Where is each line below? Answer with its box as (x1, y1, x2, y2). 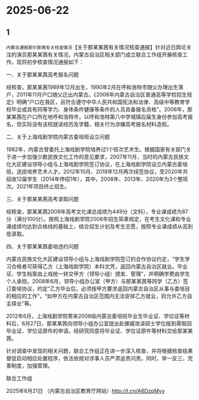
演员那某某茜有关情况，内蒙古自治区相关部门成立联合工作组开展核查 (16, 51, 182, 58)
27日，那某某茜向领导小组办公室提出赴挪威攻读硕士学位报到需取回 (30, 320, 192, 327)
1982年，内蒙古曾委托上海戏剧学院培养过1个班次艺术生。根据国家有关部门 (6, 146, 187, 153)
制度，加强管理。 (11, 362, 53, 369)
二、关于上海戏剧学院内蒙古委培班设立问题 (6, 133, 110, 140)
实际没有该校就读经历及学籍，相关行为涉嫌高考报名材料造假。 (21, 121, 172, 127)
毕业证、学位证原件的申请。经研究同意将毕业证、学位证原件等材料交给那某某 (6, 327, 193, 334)
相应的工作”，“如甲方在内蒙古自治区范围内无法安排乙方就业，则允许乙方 (11, 293, 188, 299)
